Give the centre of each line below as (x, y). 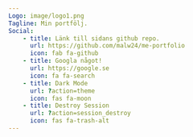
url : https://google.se (70, 68)
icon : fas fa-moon (60, 98)
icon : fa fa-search (62, 76)
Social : (21, 31)
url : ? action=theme (62, 91)
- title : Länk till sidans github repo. (91, 38)
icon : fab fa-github (64, 53)
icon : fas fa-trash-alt (70, 121)
